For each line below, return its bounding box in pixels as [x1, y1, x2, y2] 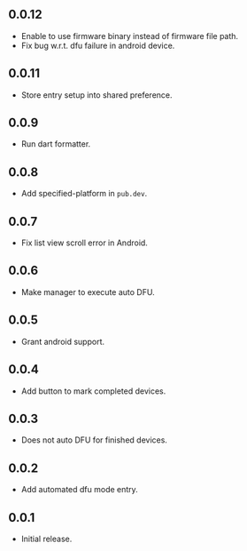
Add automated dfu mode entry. [20, 484, 138, 495]
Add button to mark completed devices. [20, 386, 166, 396]
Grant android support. [20, 336, 105, 347]
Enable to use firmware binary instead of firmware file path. [20, 30, 239, 41]
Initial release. [20, 533, 73, 544]
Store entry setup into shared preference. [20, 89, 174, 100]
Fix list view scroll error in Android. [20, 237, 148, 248]
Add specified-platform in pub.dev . [20, 188, 148, 199]
